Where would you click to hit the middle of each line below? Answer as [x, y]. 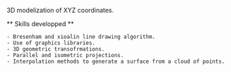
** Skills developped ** [40, 24]
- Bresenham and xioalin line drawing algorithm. [81, 37]
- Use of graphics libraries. [51, 43]
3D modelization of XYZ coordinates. [60, 10]
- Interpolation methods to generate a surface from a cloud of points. [116, 61]
